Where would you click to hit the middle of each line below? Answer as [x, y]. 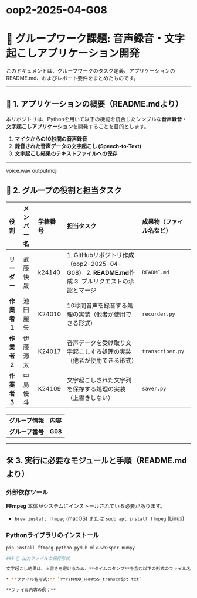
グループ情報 [27, 421]
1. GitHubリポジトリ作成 [101, 255]
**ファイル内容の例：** [31, 590]
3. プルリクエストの [101, 281]
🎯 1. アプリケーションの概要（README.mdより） [95, 104]
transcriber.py [163, 351]
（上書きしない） [90, 398]
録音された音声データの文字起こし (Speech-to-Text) [78, 146]
